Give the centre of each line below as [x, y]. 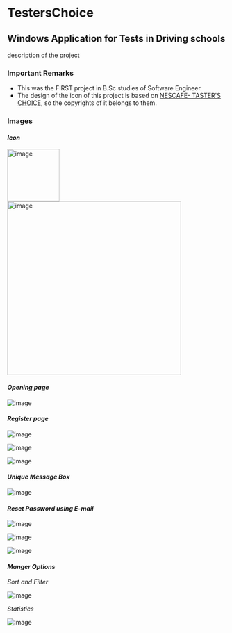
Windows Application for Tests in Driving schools [116, 39]
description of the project [43, 55]
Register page [28, 419]
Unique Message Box [39, 477]
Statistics [20, 609]
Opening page [28, 388]
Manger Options [31, 566]
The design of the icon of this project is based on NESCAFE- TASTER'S [119, 96]
